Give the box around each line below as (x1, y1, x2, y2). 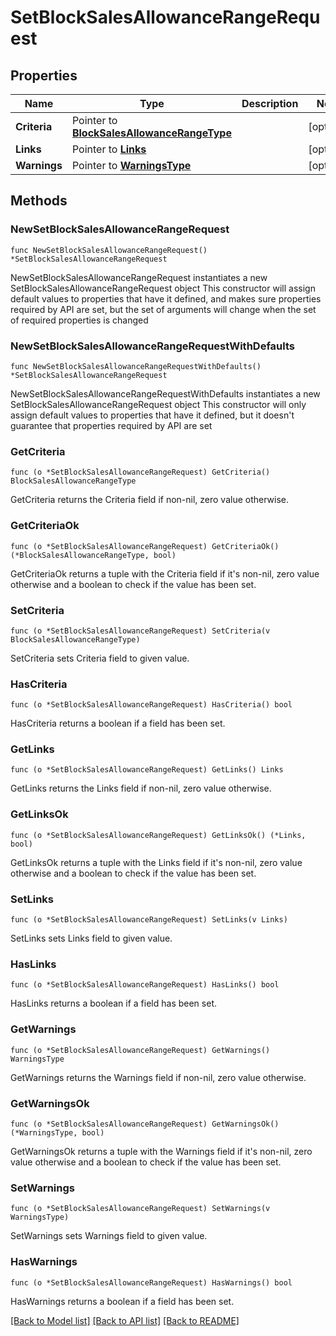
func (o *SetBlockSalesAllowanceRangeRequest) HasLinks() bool (10, 980, 280, 990)
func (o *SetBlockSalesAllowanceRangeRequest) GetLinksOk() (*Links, (10, 830, 307, 840)
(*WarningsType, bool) (10, 1127, 105, 1138)
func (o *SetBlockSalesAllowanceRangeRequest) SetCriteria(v (10, 626, 271, 636)
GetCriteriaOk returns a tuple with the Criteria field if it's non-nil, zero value (10, 567, 320, 580)
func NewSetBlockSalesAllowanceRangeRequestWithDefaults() (10, 361, 262, 371)
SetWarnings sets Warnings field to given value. (10, 1230, 208, 1242)
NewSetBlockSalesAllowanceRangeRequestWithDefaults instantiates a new (10, 387, 321, 400)
